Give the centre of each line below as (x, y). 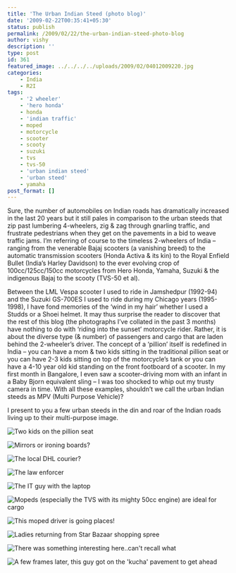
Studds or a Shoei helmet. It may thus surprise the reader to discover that (114, 314)
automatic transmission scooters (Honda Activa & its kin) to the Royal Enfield (118, 256)
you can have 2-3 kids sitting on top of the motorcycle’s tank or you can (112, 359)
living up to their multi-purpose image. (63, 418)
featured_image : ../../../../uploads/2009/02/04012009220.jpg (100, 66)
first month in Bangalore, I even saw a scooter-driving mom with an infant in (117, 374)
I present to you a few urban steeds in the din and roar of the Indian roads (114, 410)
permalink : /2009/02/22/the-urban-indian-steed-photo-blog (96, 33)
